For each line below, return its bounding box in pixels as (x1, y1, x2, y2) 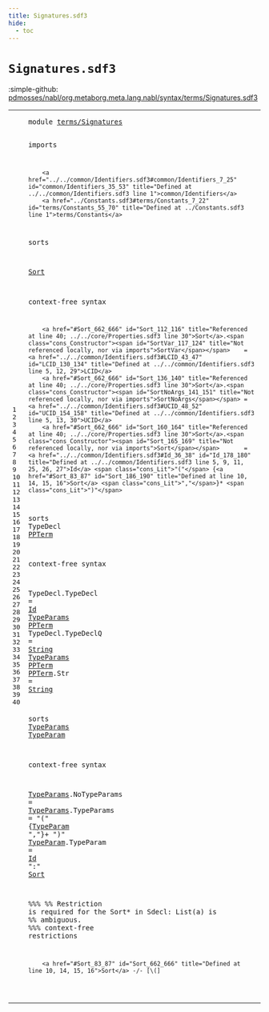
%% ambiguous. (27, 915, 82, 924)
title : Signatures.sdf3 (8, 11, 88, 20)
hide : (8, 19, 26, 27)
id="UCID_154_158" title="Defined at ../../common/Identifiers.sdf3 (27, 410, 255, 418)
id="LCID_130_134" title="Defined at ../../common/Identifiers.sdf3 (27, 361, 255, 369)
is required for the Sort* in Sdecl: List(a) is (27, 907, 218, 916)
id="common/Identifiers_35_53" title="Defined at (27, 182, 192, 190)
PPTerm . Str (27, 669, 70, 678)
